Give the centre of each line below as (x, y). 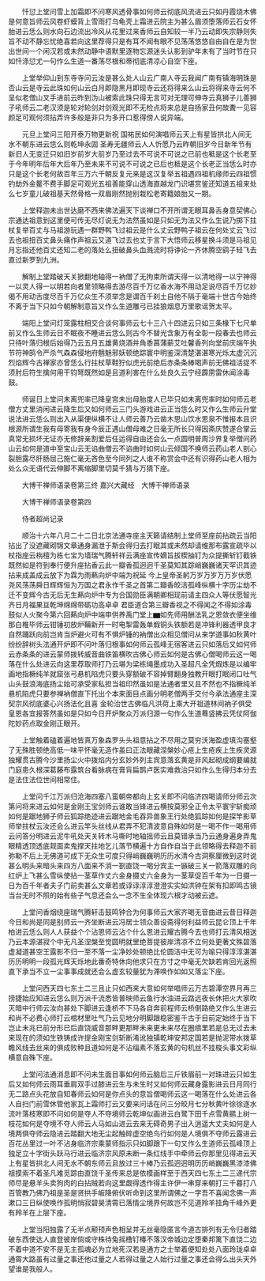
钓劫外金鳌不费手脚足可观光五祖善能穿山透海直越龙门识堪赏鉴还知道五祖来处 (132, 183)
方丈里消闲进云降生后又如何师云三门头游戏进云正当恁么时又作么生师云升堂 (136, 409)
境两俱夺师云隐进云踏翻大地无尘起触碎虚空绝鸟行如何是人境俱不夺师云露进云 (132, 1134)
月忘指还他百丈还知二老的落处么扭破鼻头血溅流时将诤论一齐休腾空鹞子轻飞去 (132, 250)
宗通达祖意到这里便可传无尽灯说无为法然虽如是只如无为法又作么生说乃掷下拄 (132, 220)
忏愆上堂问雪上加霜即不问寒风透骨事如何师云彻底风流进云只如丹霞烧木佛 (139, 11)
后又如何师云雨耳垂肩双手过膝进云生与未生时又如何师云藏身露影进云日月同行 (132, 1084)
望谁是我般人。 (32, 1269)
